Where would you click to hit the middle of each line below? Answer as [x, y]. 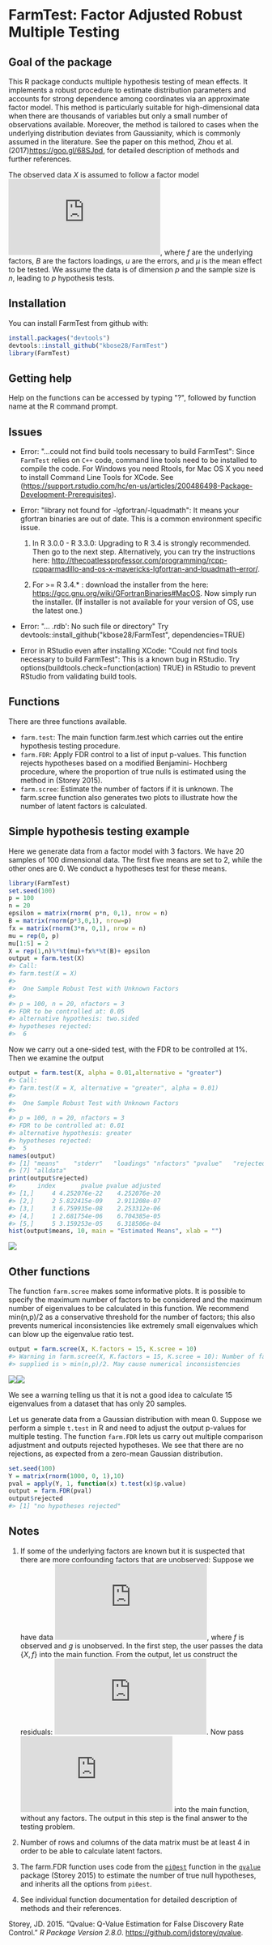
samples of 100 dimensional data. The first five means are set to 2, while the [136, 859]
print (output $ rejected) [49, 1178]
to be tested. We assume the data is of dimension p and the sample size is [132, 270]
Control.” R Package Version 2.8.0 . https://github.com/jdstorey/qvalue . [126, 1932]
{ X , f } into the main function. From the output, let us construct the [129, 1654]
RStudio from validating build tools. [79, 677]
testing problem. [47, 1827]
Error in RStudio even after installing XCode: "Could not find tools [129, 651]
